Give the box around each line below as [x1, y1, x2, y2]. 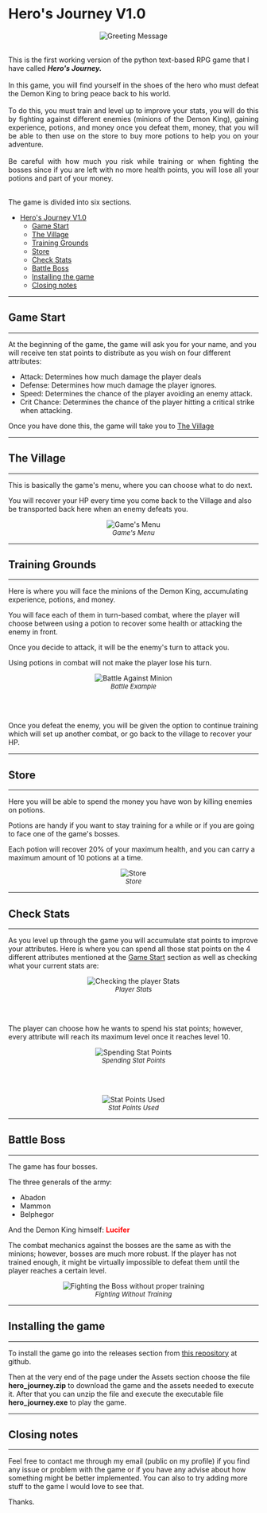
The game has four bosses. [8, 1161, 98, 1171]
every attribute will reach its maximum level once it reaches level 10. [8, 1032, 230, 1041]
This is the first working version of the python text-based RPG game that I [8, 55, 250, 64]
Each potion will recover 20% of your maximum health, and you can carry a [8, 844, 256, 854]
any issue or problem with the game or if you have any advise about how [8, 1465, 246, 1475]
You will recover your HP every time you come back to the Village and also [8, 495, 252, 505]
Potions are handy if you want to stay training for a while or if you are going [8, 821, 255, 830]
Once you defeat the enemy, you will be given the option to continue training [8, 721, 258, 731]
